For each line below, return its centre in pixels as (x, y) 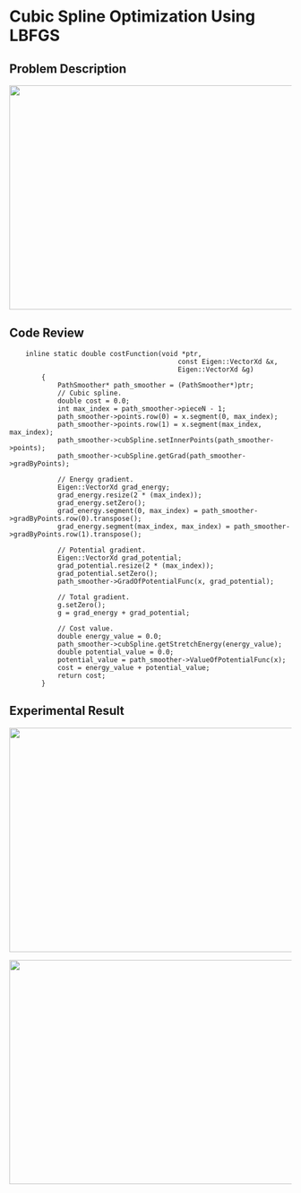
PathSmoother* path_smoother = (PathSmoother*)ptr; (155, 385)
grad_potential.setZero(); (107, 573)
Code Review (47, 333)
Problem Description (68, 69)
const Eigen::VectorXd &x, (228, 361)
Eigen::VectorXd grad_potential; (119, 558)
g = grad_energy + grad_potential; (124, 613)
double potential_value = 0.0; (116, 652)
